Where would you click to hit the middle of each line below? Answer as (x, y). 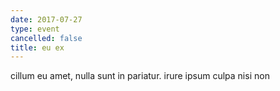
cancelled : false (46, 38)
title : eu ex (37, 47)
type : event (35, 29)
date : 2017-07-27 (46, 19)
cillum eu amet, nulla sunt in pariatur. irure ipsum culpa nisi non (140, 76)
